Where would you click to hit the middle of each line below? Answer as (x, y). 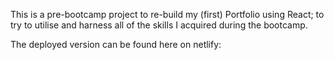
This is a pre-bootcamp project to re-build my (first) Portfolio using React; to (167, 14)
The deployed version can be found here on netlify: (116, 44)
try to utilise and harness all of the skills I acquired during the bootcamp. (159, 25)
